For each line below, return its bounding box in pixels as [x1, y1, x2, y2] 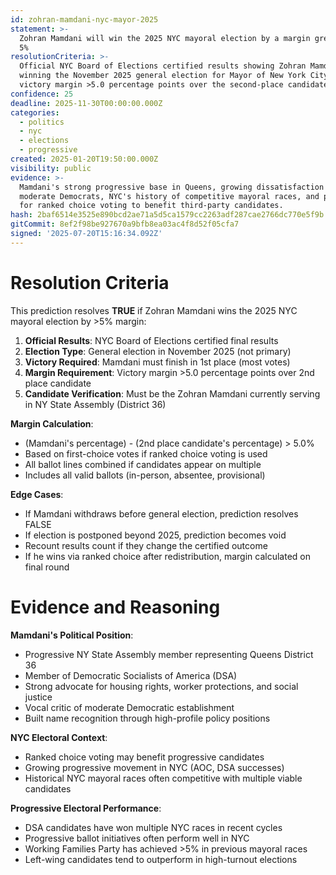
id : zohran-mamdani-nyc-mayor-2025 [10, 14, 159, 25]
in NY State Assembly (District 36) [24, 398, 167, 410]
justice [24, 691, 53, 703]
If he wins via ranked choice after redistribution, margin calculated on [24, 550, 311, 562]
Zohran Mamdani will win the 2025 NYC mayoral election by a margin [19, 33, 311, 43]
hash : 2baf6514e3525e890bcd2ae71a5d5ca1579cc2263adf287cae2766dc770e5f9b [10, 210, 325, 220]
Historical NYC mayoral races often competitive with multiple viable [24, 772, 303, 784]
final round [24, 561, 70, 573]
